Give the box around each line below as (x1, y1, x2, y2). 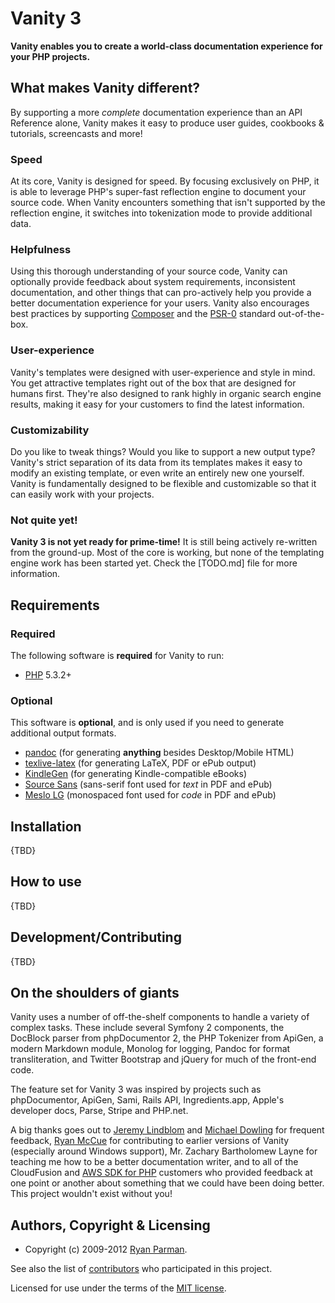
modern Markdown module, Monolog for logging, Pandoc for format (10, 1043, 291, 1055)
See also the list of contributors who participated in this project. (10, 1263, 273, 1275)
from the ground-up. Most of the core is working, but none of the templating (10, 547, 325, 559)
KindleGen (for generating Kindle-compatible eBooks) (24, 768, 247, 780)
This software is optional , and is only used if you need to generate (10, 717, 285, 729)
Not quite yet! (10, 513, 78, 527)
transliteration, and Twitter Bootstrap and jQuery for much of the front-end (10, 1053, 317, 1066)
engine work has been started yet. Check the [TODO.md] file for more (10, 557, 298, 569)
